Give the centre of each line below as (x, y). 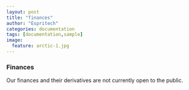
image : (15, 40)
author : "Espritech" (33, 23)
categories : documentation (41, 29)
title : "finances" (30, 18)
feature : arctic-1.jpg (41, 46)
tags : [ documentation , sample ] (45, 35)
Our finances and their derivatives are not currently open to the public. (95, 80)
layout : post (23, 12)
